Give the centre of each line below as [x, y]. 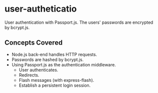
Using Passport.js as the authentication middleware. [64, 64]
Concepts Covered [34, 43]
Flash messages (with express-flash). [56, 80]
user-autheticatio [41, 9]
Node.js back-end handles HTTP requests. [54, 54]
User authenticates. [39, 70]
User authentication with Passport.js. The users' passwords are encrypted [79, 22]
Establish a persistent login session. [55, 85]
